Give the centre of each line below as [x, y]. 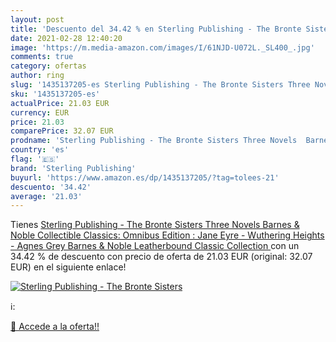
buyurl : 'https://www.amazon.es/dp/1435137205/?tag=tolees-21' [145, 177]
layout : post [37, 19]
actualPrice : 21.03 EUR [60, 103]
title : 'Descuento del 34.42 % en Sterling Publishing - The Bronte [156, 29]
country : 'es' [40, 150]
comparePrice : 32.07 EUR [62, 131]
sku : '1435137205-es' [55, 94]
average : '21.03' [46, 196]
